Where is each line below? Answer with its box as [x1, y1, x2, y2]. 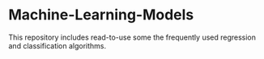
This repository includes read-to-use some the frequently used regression [8, 32, 257, 42]
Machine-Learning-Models [8, 6, 194, 24]
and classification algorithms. [8, 40, 107, 50]
